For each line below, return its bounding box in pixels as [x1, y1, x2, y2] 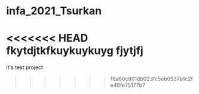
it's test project [6, 64, 44, 71]
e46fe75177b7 [110, 82, 145, 89]
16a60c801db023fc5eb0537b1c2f [110, 76, 193, 83]
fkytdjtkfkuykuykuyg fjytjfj [6, 44, 143, 58]
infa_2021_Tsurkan [6, 4, 102, 18]
